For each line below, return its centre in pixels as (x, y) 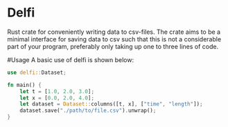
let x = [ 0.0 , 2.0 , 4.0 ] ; (57, 98)
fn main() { (24, 85)
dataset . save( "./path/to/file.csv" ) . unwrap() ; (88, 111)
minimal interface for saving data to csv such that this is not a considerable (114, 39)
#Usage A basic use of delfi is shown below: (70, 59)
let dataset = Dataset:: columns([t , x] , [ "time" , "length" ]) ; (111, 104)
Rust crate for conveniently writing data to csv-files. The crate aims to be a (114, 32)
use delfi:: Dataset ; (37, 72)
